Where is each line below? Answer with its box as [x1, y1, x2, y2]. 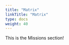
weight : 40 [5, 21, 28, 26]
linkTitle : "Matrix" [5, 12, 49, 17]
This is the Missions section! [5, 35, 64, 41]
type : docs [5, 16, 28, 21]
